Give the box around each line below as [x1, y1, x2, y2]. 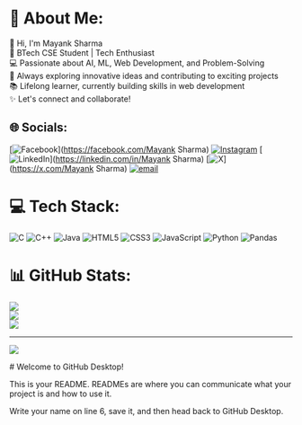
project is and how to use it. [9, 388, 112, 399]
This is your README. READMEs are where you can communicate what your [9, 378, 292, 389]
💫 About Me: [9, 8, 104, 29]
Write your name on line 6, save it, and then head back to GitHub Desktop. [9, 405, 284, 416]
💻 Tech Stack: [9, 196, 120, 217]
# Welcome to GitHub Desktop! [9, 361, 124, 372]
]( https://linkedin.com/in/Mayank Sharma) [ [49, 153, 209, 164]
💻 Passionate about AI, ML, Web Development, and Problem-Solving [9, 58, 265, 68]
